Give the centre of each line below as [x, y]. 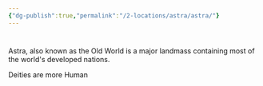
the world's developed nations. [59, 59]
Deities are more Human [48, 74]
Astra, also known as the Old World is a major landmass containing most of [131, 51]
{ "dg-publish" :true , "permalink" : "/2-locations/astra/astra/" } [114, 16]
